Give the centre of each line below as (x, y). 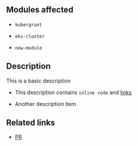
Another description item (45, 104)
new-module (28, 48)
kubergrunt (28, 25)
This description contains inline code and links (73, 92)
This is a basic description (38, 81)
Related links (31, 123)
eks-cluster (30, 36)
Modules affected (40, 10)
